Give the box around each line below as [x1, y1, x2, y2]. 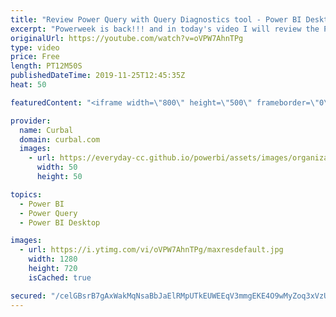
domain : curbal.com [19, 134, 101, 145]
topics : [10, 189, 43, 200]
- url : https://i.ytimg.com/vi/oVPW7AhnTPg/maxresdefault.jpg [19, 245, 284, 255]
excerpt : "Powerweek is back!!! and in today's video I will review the [10, 24, 320, 34]
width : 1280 [28, 254, 78, 265]
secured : [10, 291, 47, 301]
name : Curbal [19, 125, 74, 135]
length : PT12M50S [10, 61, 83, 71]
